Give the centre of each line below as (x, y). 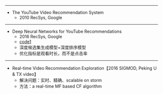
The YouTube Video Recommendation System (58, 12)
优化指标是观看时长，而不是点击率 (53, 53)
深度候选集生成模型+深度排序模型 (53, 47)
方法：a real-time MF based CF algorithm (60, 86)
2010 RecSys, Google (41, 18)
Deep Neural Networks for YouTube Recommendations (67, 31)
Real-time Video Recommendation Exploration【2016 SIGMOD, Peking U (84, 68)
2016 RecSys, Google (41, 36)
